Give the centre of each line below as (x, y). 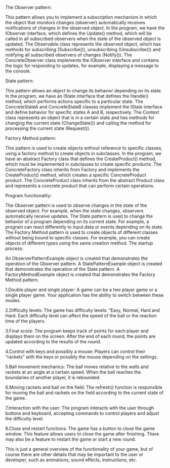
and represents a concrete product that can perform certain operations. (80, 186)
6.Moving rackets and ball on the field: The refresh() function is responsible (84, 387)
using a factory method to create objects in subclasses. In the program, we (83, 153)
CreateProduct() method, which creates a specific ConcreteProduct (76, 175)
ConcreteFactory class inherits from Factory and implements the (72, 170)
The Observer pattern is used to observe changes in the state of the (76, 205)
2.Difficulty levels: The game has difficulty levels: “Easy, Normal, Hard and (83, 310)
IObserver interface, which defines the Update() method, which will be (79, 33)
